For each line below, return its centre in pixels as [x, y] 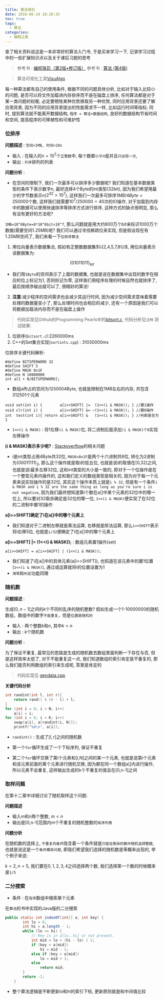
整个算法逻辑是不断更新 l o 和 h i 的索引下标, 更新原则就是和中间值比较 [79, 991]
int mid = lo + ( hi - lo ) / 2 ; [63, 940]
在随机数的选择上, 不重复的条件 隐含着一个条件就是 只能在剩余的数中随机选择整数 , [80, 844]
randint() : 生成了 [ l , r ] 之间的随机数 [47, 737]
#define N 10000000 [25, 375]
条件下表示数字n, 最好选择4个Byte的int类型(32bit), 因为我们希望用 [87, 189]
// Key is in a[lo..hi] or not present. [73, 936]
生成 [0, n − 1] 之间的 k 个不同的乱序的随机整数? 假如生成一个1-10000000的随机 [82, 609]
